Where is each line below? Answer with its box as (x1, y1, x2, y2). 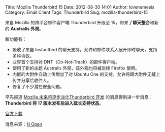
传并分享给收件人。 (12, 77, 52, 83)
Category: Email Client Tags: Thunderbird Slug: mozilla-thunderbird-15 (5, 9, 148, 15)
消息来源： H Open (5, 121, 43, 127)
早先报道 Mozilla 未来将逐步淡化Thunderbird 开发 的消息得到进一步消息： (5, 94, 154, 100)
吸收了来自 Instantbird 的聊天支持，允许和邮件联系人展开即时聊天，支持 (12, 47, 158, 52)
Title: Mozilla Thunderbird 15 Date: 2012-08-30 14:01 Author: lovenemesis (5, 4, 155, 10)
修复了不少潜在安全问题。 (12, 84, 65, 89)
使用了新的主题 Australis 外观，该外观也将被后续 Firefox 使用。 (12, 65, 140, 71)
